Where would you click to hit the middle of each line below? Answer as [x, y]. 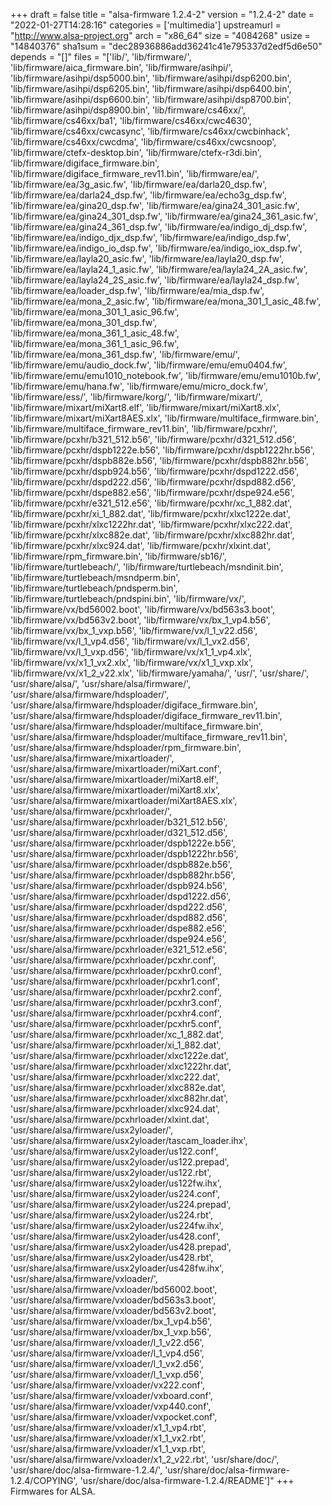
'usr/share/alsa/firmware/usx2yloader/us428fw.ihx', [117, 1268]
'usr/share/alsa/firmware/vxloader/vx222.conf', [107, 1385]
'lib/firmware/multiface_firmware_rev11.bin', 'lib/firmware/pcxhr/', [144, 428]
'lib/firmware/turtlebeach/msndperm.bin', [95, 577]
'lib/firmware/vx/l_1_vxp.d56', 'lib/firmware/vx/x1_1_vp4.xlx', [131, 652]
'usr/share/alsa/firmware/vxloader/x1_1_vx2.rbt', [108, 1438]
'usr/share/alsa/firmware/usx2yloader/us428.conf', [115, 1236]
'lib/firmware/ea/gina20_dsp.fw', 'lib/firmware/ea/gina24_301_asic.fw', [155, 205]
